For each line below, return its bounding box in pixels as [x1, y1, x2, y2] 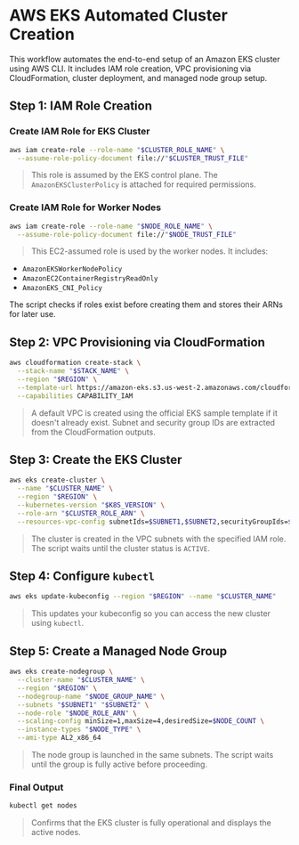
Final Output [9, 781, 64, 793]
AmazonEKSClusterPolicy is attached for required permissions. [30, 179, 256, 190]
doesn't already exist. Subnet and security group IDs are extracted [30, 417, 276, 427]
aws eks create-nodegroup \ [9, 667, 114, 677]
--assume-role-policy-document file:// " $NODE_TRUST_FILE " [17, 230, 238, 239]
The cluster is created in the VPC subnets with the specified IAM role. [30, 533, 287, 544]
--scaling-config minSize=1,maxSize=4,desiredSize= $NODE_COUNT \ [17, 717, 265, 726]
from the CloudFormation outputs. [30, 427, 156, 437]
